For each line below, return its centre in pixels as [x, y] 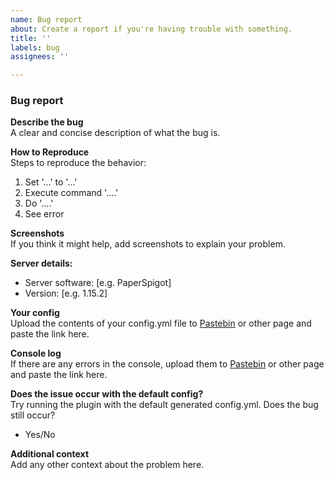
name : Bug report [46, 19]
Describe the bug [47, 122]
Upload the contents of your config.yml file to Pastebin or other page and [161, 323]
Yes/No [40, 435]
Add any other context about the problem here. [107, 465]
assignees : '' [40, 57]
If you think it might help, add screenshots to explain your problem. [148, 244]
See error [44, 214]
